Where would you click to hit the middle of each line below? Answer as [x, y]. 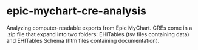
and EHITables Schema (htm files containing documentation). [83, 40]
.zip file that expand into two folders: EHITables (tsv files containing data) [98, 34]
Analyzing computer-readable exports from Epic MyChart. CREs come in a [99, 28]
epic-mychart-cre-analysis [77, 11]
